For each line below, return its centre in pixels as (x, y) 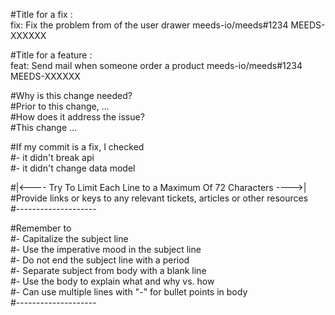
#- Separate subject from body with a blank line (108, 270)
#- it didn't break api (52, 157)
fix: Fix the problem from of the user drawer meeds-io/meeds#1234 (149, 25)
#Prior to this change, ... (60, 106)
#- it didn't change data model (73, 168)
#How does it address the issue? (77, 117)
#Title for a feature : (51, 55)
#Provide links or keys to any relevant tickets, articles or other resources (159, 198)
